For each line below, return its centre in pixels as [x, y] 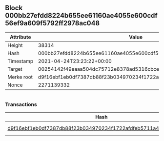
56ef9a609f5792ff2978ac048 [52, 23]
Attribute [20, 37]
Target [15, 69]
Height [15, 45]
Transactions [21, 104]
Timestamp [20, 61]
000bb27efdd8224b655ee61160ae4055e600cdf [81, 16]
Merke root [20, 77]
